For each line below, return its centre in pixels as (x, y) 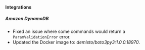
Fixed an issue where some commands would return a (69, 31)
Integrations (18, 7)
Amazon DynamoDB (27, 19)
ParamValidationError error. (41, 37)
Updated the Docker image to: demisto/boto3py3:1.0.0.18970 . (76, 42)
